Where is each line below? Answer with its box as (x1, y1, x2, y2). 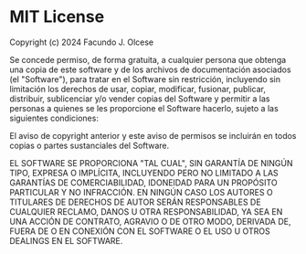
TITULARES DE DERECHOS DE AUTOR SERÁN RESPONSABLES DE (9, 196, 262, 207)
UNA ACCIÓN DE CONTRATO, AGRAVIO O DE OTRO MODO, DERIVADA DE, (9, 216, 291, 227)
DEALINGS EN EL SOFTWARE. (9, 235, 123, 246)
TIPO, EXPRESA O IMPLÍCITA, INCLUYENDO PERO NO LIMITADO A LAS (9, 167, 279, 178)
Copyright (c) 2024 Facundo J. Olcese (9, 37, 154, 48)
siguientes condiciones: (9, 112, 99, 123)
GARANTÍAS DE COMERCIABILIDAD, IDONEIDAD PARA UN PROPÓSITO (9, 176, 278, 188)
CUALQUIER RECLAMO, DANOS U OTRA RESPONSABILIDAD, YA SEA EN (9, 206, 283, 217)
